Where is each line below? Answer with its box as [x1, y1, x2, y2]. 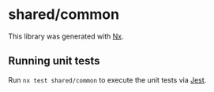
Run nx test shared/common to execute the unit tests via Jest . [8, 75, 207, 84]
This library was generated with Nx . [8, 31, 124, 41]
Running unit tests [8, 54, 100, 68]
